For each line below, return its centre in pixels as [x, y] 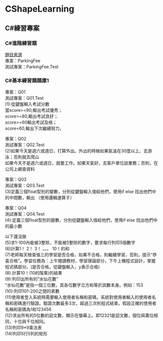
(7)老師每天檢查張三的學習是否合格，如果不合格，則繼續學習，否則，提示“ [79, 255]
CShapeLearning [40, 9]
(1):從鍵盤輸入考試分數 [27, 104]
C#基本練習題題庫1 [27, 80]
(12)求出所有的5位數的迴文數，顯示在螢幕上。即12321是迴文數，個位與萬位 [79, 315]
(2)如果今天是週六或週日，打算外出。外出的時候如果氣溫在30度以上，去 [76, 151]
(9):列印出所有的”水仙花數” [32, 279]
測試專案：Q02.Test [25, 145]
